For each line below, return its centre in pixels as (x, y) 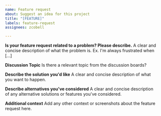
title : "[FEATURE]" (25, 18)
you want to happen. (25, 80)
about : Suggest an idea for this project (48, 14)
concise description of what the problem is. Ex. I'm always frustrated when (80, 51)
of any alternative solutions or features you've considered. (64, 94)
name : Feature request (28, 9)
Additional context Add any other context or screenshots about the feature (80, 103)
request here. (18, 109)
